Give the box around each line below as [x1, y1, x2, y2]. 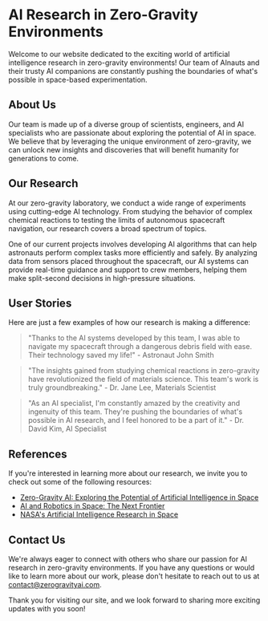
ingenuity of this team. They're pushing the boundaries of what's [27, 407, 243, 416]
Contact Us [8, 533, 66, 546]
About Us [8, 98, 56, 112]
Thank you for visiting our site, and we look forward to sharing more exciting [8, 595, 261, 605]
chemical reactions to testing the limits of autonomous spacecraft [8, 215, 225, 225]
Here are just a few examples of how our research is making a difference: [8, 318, 251, 327]
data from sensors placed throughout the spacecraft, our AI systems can [8, 256, 249, 266]
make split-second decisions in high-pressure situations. [8, 273, 196, 282]
